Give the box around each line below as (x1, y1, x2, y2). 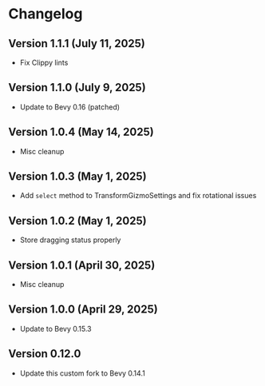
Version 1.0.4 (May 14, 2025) (8, 125, 154, 139)
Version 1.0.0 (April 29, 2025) (8, 303, 158, 316)
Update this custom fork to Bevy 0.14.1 (19, 368, 145, 378)
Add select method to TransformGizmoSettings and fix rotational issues (19, 191, 257, 201)
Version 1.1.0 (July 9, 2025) (8, 81, 146, 94)
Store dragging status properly (19, 235, 121, 245)
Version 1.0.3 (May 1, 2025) (8, 169, 147, 184)
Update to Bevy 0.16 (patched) (19, 101, 121, 112)
